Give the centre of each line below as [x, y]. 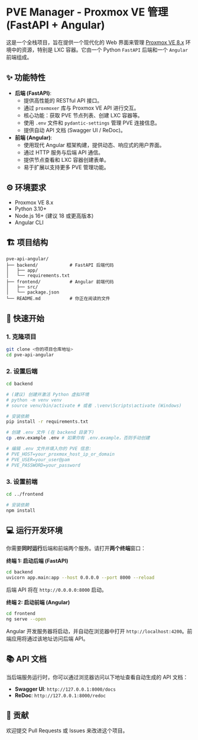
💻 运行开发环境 [35, 530]
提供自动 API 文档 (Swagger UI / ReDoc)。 [74, 130]
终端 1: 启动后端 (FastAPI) [37, 561]
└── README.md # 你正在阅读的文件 [58, 299]
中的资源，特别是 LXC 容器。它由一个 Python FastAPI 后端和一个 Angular [99, 50]
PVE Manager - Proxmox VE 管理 [87, 12]
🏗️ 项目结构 [27, 242]
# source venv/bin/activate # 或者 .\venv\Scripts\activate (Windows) [94, 406]
